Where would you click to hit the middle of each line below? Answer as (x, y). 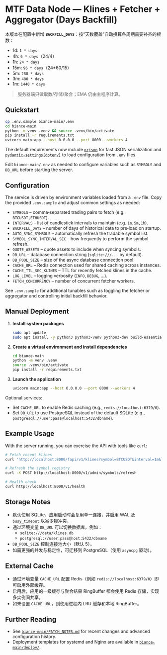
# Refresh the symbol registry (38, 468)
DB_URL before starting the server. (39, 170)
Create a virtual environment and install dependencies (70, 347)
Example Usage (30, 434)
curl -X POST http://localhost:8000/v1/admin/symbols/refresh (71, 473)
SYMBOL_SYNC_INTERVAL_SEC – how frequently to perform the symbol (80, 238)
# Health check (21, 482)
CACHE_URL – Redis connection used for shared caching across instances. (86, 265)
